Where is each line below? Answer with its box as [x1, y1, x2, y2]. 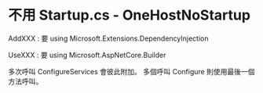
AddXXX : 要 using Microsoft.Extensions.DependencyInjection [8, 34, 209, 43]
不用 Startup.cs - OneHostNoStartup [8, 6, 251, 24]
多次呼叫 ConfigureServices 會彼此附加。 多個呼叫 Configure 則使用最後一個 [8, 66, 255, 76]
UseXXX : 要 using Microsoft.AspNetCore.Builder [8, 50, 166, 59]
